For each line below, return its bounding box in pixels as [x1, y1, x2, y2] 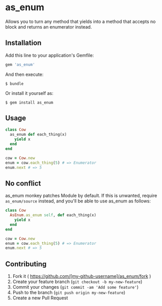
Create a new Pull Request [12, 295, 69, 301]
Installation [5, 39, 42, 47]
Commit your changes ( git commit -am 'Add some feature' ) [12, 284, 139, 290]
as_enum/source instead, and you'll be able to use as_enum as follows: [5, 198, 151, 204]
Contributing [5, 260, 47, 268]
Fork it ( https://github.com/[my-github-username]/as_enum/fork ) [12, 273, 151, 279]
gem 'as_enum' [5, 62, 36, 67]
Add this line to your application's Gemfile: [5, 52, 94, 58]
